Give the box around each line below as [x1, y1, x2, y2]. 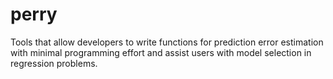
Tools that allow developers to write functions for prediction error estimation [10, 36, 324, 48]
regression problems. [10, 57, 98, 69]
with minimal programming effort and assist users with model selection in [10, 46, 312, 58]
